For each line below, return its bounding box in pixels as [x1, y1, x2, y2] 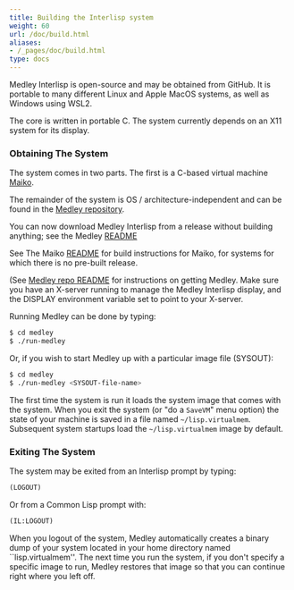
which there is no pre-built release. [9, 257, 139, 268]
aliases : [9, 38, 42, 47]
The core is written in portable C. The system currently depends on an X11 [9, 115, 282, 126]
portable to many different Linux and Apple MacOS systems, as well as [9, 88, 270, 99]
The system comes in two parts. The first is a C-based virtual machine [9, 167, 268, 179]
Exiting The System [9, 445, 96, 458]
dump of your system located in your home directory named [9, 542, 231, 552]
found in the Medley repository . [9, 204, 125, 215]
